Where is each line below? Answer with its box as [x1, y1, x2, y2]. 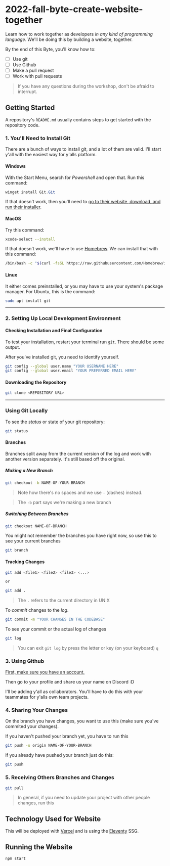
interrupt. [17, 88, 37, 95]
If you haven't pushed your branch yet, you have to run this [5, 733, 129, 739]
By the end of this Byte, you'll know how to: [5, 46, 96, 52]
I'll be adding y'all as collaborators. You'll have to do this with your [5, 689, 143, 695]
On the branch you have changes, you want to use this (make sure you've [5, 718, 159, 724]
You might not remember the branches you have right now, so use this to [5, 532, 157, 539]
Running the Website [5, 843, 73, 851]
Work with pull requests [12, 73, 62, 79]
